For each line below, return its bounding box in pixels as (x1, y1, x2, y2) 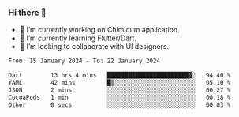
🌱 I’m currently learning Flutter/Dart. (19, 33, 136, 43)
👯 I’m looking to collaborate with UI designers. (19, 42, 170, 51)
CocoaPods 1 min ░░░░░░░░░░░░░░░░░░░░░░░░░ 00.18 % (8, 93, 231, 101)
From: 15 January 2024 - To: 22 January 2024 (8, 57, 160, 66)
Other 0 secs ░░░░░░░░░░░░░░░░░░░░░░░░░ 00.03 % (8, 100, 231, 109)
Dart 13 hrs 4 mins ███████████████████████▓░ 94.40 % (8, 71, 231, 80)
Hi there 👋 (8, 7, 47, 18)
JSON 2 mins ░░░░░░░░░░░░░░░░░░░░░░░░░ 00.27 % (8, 86, 231, 94)
